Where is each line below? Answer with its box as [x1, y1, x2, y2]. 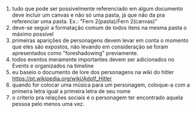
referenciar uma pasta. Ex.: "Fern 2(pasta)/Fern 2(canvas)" [11, 18, 158, 25]
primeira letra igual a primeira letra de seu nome [11, 88, 131, 94]
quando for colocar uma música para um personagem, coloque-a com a [11, 81, 190, 88]
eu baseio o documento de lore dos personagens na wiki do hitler [11, 69, 174, 75]
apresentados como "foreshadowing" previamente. [11, 50, 139, 56]
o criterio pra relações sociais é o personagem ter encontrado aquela [11, 94, 183, 101]
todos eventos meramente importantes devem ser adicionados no [11, 56, 175, 63]
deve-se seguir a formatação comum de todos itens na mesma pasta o [11, 24, 187, 31]
